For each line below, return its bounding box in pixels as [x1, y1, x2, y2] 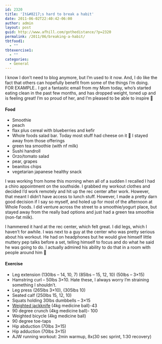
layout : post [5, 25, 31, 30]
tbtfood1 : [5, 39, 25, 44]
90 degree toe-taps [12, 318, 51, 324]
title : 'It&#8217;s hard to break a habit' [5, 12, 94, 17]
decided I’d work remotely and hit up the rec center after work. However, [5, 189, 150, 194]
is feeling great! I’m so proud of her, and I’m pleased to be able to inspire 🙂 [5, 95, 153, 101]
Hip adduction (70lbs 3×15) [12, 328, 66, 334]
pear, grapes [12, 158, 38, 164]
